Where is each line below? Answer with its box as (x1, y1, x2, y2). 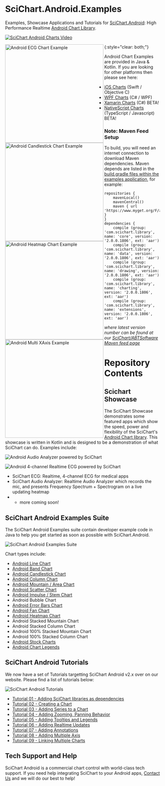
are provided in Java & (104, 59, 150, 64)
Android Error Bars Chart (12, 603, 63, 608)
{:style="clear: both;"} (104, 44, 149, 50)
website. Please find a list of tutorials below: (5, 676, 94, 682)
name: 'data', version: (104, 251, 153, 256)
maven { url (112, 204, 137, 209)
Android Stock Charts (12, 639, 56, 645)
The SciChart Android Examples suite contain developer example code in (5, 527, 153, 533)
